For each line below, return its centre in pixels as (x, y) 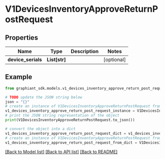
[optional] (115, 60)
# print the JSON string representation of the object (62, 116)
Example (19, 77)
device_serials (25, 60)
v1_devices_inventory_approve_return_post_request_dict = (66, 133)
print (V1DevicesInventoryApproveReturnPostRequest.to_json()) (70, 120)
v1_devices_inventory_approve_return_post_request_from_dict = (71, 143)
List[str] (56, 60)
